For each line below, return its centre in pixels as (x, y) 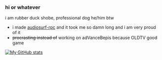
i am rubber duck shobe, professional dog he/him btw (60, 18)
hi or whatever (23, 7)
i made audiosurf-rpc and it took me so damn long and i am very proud (84, 27)
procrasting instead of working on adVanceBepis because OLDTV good (85, 38)
